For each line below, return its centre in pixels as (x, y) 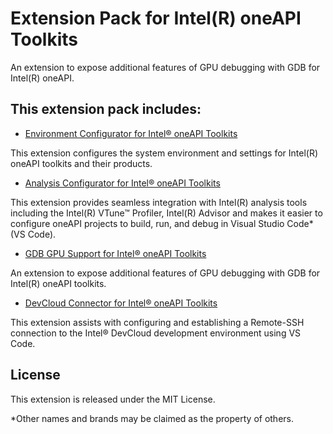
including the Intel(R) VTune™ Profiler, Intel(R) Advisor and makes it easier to (166, 213)
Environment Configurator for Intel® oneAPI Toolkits (131, 133)
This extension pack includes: (106, 109)
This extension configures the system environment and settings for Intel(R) (164, 153)
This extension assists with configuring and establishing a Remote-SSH (157, 322)
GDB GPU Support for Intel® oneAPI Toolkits (115, 253)
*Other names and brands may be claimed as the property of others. (152, 418)
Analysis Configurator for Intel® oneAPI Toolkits (122, 183)
